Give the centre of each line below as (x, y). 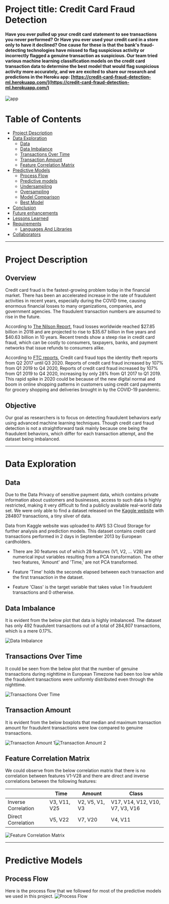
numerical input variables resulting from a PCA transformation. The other (88, 557)
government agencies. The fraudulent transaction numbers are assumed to (83, 311)
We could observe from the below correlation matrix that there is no (75, 771)
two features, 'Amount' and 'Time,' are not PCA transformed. (75, 562)
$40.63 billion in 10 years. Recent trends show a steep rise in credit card (80, 337)
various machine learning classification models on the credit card (75, 61)
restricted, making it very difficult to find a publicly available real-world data (84, 505)
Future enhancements (35, 213)
